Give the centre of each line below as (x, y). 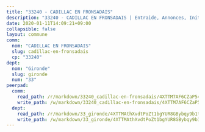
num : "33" (24, 80)
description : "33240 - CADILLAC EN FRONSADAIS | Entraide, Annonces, (97, 18)
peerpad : (17, 86)
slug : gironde (30, 74)
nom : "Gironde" (31, 68)
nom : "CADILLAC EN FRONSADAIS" (52, 46)
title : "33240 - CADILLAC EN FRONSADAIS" (60, 12)
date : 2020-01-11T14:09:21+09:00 (49, 23)
